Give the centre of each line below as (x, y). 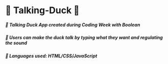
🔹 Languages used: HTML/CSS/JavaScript (51, 56)
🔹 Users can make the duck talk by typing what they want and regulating (84, 38)
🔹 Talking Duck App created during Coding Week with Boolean (73, 24)
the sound (16, 43)
